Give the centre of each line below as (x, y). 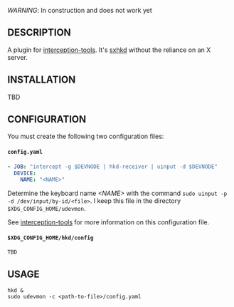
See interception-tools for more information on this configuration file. (108, 222)
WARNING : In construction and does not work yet (80, 10)
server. (18, 57)
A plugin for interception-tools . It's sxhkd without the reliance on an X (109, 50)
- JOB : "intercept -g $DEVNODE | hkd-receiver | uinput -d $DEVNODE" (113, 167)
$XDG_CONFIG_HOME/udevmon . (47, 209)
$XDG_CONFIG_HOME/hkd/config (50, 238)
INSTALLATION (42, 80)
